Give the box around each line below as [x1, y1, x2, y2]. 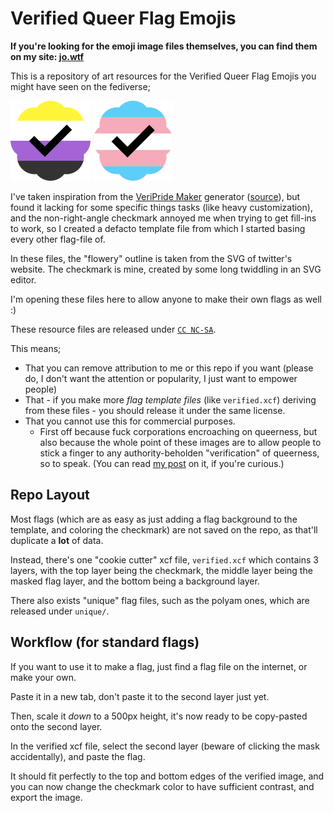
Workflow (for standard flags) [10, 634, 200, 651]
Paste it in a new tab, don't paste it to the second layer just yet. [10, 690, 270, 702]
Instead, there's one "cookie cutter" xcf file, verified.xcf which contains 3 [10, 553, 319, 566]
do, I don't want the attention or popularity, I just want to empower [24, 372, 298, 384]
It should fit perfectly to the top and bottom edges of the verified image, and [10, 770, 325, 782]
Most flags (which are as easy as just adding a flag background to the [10, 513, 298, 525]
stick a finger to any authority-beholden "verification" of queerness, [39, 447, 320, 459]
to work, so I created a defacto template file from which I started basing [10, 222, 306, 234]
